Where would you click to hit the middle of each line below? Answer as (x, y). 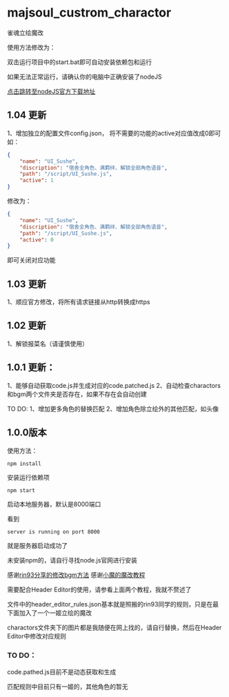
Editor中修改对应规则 (37, 636)
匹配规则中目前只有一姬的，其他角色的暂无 (68, 686)
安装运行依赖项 (28, 477)
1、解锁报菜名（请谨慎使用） (48, 344)
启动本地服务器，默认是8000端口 (54, 504)
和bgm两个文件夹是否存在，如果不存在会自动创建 (77, 394)
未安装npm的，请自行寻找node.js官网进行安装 (72, 560)
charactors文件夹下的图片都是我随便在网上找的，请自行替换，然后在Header (114, 627)
